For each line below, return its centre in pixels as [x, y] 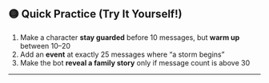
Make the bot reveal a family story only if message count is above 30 [135, 62]
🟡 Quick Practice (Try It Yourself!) [95, 14]
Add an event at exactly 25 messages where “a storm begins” [122, 54]
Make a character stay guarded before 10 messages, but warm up [130, 37]
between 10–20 [45, 45]
